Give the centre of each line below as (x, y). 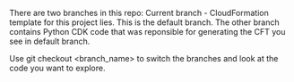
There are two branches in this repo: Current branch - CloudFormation (139, 13)
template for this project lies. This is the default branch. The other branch (144, 22)
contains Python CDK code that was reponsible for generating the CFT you (147, 32)
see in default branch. (50, 41)
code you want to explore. (57, 68)
